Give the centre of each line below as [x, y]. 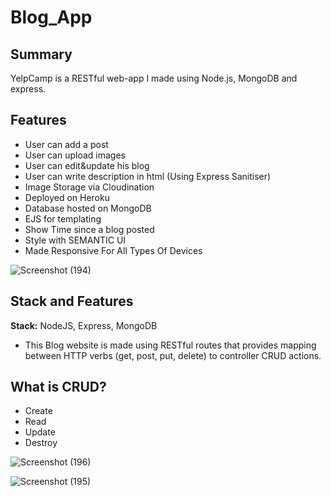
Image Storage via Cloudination [89, 187]
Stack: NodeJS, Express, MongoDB [84, 325]
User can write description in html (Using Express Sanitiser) [148, 176]
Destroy [41, 443]
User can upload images [75, 155]
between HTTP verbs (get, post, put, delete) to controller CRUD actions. [173, 355]
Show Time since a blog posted [89, 229]
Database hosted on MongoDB [88, 208]
